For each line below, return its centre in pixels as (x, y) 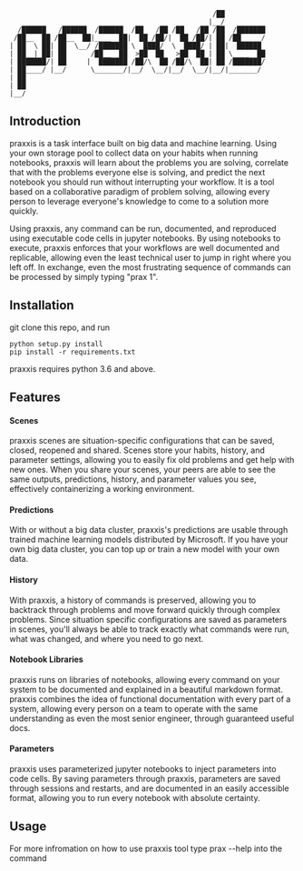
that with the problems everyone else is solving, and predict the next (137, 172)
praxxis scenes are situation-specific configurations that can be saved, (142, 441)
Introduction (45, 121)
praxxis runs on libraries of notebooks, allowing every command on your (145, 679)
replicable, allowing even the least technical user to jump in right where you (151, 257)
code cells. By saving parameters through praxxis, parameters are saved (145, 779)
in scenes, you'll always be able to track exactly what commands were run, (150, 629)
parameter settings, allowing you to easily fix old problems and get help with (152, 460)
